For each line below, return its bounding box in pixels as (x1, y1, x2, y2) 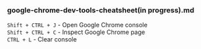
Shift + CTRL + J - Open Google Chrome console (7, 21, 148, 29)
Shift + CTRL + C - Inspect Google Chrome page (7, 28, 146, 36)
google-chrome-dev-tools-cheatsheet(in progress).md (7, 5, 195, 15)
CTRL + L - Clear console (7, 35, 77, 44)
